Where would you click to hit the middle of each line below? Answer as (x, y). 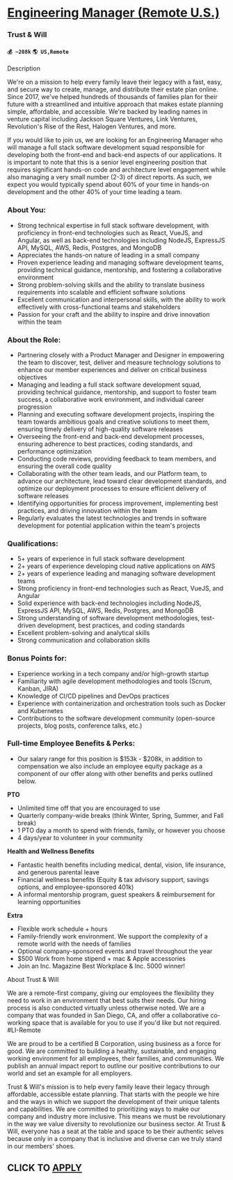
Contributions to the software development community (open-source (116, 718)
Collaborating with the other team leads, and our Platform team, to (112, 473)
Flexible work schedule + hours (62, 929)
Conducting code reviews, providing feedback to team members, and (117, 458)
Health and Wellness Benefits (51, 851)
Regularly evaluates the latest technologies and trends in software (112, 518)
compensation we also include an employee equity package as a (110, 766)
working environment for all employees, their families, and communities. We (116, 1058)
